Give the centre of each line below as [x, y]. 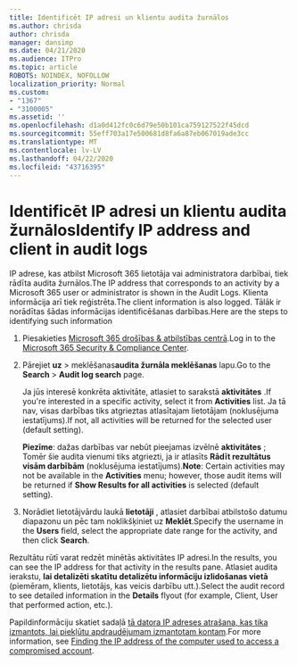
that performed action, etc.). [61, 605]
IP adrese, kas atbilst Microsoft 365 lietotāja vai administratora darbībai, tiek [149, 274]
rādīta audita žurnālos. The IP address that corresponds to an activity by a [144, 283]
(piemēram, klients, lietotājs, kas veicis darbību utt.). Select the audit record [147, 586]
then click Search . [56, 540]
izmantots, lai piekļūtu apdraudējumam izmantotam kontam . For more [135, 632]
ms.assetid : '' [37, 117]
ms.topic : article [43, 68]
